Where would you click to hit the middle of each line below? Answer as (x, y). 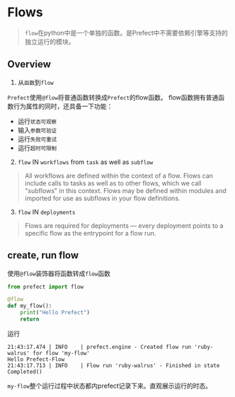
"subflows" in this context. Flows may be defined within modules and (125, 190)
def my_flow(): (30, 306)
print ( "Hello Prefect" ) (55, 313)
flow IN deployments (46, 212)
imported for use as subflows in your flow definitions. (102, 198)
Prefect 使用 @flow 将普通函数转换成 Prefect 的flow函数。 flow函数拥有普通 (113, 97)
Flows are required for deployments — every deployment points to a (124, 225)
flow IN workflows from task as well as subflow (85, 162)
